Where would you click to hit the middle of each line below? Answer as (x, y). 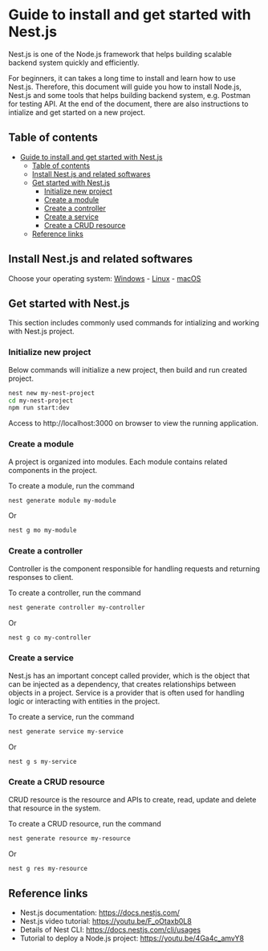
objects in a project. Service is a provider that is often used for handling (126, 692)
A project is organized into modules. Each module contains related (118, 461)
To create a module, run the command (71, 486)
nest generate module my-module (62, 500)
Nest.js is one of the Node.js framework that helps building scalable (120, 54)
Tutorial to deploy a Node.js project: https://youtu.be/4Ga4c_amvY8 (132, 938)
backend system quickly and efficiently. (74, 63)
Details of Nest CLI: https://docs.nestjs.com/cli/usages (110, 930)
